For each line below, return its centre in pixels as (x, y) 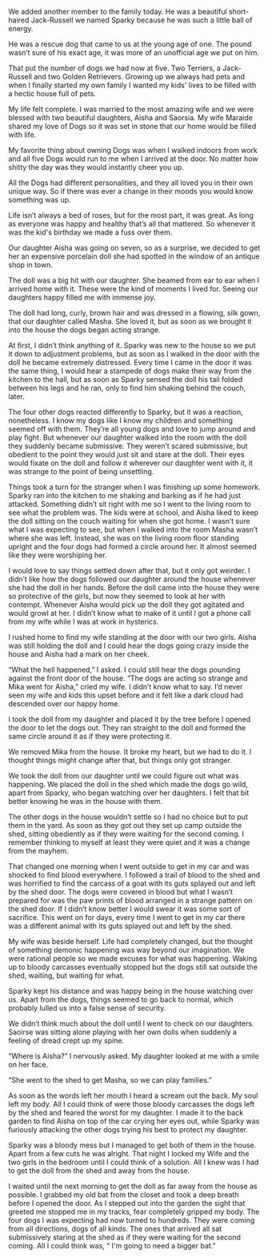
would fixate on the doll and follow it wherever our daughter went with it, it (131, 463)
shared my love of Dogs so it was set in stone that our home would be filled (132, 126)
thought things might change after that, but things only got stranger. (120, 760)
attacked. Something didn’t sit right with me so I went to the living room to (130, 504)
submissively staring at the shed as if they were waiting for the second (125, 1237)
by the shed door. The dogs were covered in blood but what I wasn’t (121, 892)
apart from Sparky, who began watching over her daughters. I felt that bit (129, 793)
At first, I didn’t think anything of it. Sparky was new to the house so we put (132, 345)
